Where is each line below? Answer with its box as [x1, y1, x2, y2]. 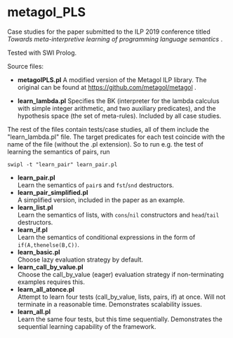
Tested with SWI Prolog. [7, 48, 77, 57]
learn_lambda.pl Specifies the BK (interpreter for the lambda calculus [17, 96, 220, 105]
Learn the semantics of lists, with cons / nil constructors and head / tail [17, 210, 220, 219]
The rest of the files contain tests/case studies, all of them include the [7, 125, 209, 133]
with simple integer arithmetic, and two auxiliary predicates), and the [17, 104, 216, 112]
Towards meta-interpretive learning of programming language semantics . [7, 34, 223, 43]
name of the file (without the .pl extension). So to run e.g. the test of [7, 140, 204, 148]
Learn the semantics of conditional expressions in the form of [17, 233, 196, 241]
